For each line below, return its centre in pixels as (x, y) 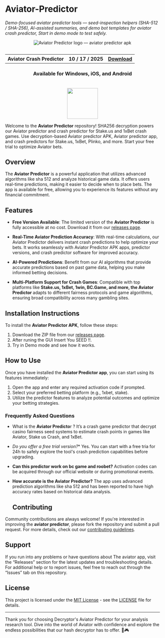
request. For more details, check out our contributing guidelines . (70, 529)
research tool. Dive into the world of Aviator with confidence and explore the (82, 624)
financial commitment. (27, 195)
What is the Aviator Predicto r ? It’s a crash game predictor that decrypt (84, 426)
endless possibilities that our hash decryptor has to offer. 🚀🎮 (67, 630)
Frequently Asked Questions (40, 415)
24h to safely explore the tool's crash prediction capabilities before (80, 452)
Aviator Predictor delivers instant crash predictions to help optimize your (85, 242)
